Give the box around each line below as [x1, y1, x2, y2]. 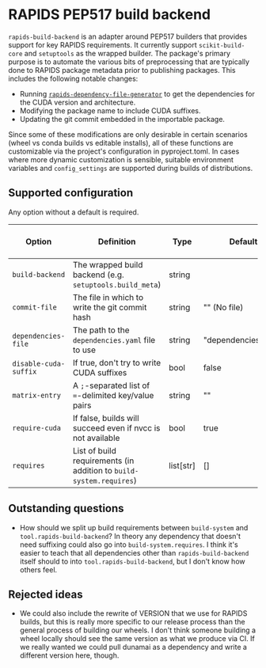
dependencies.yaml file [72, 334, 156, 345]
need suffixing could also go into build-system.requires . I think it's [19, 540, 239, 549]
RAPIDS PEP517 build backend [8, 6, 211, 24]
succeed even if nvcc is [72, 422, 161, 433]
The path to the [72, 325, 130, 336]
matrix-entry [12, 390, 62, 400]
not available [72, 432, 120, 443]
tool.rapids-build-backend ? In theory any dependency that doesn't [19, 531, 241, 541]
